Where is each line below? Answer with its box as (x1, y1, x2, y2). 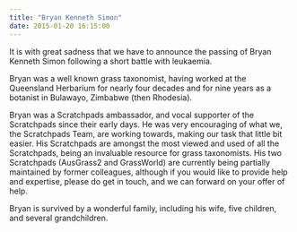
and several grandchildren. (9, 212, 109, 223)
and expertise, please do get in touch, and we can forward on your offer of (9, 176, 285, 186)
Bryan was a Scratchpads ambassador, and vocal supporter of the (9, 109, 254, 120)
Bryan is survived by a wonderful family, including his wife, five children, (9, 202, 277, 213)
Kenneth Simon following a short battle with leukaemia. (9, 56, 213, 66)
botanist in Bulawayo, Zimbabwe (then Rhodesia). (9, 91, 193, 103)
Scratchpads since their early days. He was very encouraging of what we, (9, 118, 283, 130)
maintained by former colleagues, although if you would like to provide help (9, 167, 289, 177)
